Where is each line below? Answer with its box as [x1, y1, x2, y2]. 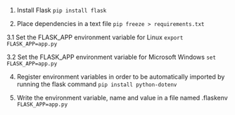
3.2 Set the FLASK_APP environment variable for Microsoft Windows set [6, 53, 216, 61]
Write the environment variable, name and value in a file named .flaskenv [16, 94, 228, 102]
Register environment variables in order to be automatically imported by [16, 73, 225, 81]
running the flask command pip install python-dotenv [16, 80, 177, 88]
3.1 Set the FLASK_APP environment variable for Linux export [6, 33, 184, 41]
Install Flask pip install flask [16, 6, 107, 14]
